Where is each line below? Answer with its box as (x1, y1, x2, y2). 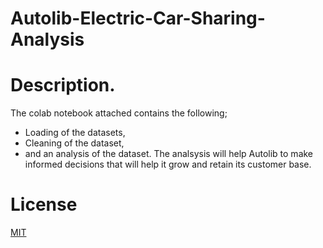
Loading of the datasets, (24, 127, 126, 139)
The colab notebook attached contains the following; (10, 107, 228, 119)
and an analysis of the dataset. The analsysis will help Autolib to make (24, 148, 314, 160)
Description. (10, 74, 116, 97)
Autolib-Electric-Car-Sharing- (10, 7, 266, 30)
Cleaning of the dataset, (24, 137, 125, 149)
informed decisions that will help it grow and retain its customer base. (24, 158, 312, 171)
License (10, 193, 78, 216)
